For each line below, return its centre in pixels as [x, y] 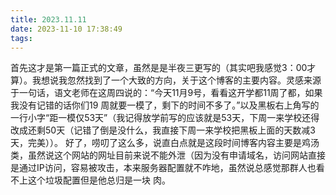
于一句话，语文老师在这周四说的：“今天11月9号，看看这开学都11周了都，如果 [166, 93]
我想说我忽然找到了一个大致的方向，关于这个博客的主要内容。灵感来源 [176, 80]
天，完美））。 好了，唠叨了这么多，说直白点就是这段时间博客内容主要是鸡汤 [165, 143]
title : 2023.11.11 [48, 19]
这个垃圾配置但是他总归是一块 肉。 [99, 180]
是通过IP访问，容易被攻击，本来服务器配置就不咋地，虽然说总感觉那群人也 [163, 168]
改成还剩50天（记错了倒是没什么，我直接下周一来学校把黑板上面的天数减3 [163, 130]
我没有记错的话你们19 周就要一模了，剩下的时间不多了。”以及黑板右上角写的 [165, 105]
